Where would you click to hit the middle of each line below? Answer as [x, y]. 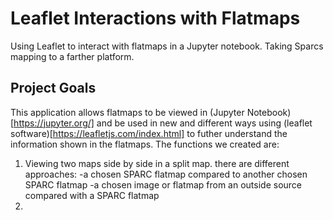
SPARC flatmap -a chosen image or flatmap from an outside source [163, 184]
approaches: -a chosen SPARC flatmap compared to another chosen [166, 174]
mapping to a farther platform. [72, 56]
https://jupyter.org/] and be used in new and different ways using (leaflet [163, 123]
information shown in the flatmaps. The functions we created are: [145, 144]
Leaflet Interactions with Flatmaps [155, 18]
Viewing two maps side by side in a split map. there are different [157, 163]
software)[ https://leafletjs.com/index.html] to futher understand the [149, 133]
